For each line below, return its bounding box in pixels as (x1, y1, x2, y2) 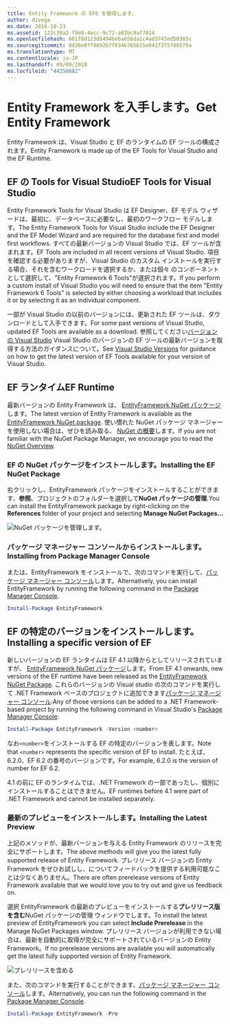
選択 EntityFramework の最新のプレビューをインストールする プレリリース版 (7, 902, 221, 911)
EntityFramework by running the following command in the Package (7, 584, 199, 592)
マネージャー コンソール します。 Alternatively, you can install (26, 576, 197, 585)
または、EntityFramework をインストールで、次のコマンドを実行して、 (7, 568, 207, 576)
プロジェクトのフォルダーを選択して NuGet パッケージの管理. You (36, 494, 220, 503)
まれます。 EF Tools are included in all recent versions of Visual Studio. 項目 (7, 248, 220, 257)
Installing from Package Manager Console (7, 552, 150, 561)
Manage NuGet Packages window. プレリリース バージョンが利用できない (7, 926, 216, 935)
